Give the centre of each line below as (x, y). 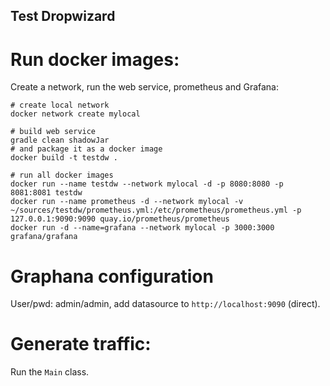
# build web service (53, 132)
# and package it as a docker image (86, 149)
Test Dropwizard (63, 16)
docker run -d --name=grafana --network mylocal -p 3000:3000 (142, 228)
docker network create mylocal (75, 114)
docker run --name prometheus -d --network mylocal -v (127, 202)
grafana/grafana (44, 237)
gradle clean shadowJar (60, 140)
